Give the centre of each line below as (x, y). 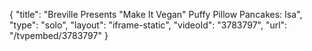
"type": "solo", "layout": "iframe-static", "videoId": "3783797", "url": (148, 25)
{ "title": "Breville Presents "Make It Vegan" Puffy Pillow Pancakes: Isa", (156, 14)
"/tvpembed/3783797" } (59, 35)
